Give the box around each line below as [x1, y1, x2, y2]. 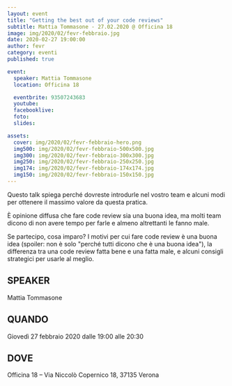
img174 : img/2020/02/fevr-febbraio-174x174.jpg [13, 165, 155, 172]
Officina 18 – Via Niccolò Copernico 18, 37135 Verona [7, 371, 160, 379]
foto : [13, 113, 30, 121]
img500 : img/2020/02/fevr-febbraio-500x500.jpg [13, 145, 155, 152]
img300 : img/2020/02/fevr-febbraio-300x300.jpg [13, 151, 155, 159]
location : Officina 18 [13, 81, 79, 88]
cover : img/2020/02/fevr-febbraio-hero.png [13, 139, 141, 146]
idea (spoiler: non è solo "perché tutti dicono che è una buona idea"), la [7, 239, 212, 248]
